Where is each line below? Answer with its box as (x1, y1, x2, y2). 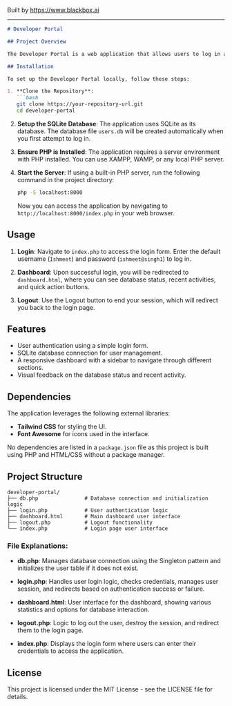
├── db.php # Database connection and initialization (7, 495, 209, 502)
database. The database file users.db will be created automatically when (17, 127, 224, 135)
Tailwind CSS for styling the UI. (17, 422, 107, 431)
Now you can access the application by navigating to (17, 202, 168, 210)
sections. (17, 364, 43, 372)
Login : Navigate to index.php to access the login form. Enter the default (17, 247, 221, 255)
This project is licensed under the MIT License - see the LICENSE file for (7, 685, 213, 694)
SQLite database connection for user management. (17, 349, 163, 357)
